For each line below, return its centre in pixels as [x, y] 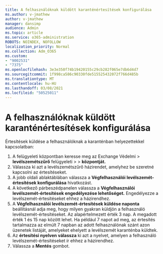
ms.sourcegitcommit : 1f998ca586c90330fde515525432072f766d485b [72, 74]
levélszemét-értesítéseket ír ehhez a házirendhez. [63, 241]
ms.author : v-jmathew [27, 14]
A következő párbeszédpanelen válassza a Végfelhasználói [74, 188]
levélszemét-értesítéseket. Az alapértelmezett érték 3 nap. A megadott [84, 214]
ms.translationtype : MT [30, 79]
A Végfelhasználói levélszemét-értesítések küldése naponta [76, 204]
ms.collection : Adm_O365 [31, 51]
